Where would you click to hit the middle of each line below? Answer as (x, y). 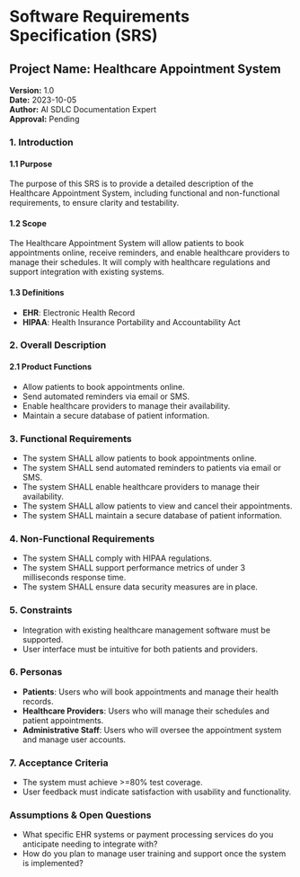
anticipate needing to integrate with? (90, 844)
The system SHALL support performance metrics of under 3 (133, 568)
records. (38, 701)
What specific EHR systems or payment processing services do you (148, 835)
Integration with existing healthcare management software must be (146, 630)
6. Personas (36, 672)
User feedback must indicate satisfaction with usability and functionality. (157, 792)
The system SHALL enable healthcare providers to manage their (141, 486)
